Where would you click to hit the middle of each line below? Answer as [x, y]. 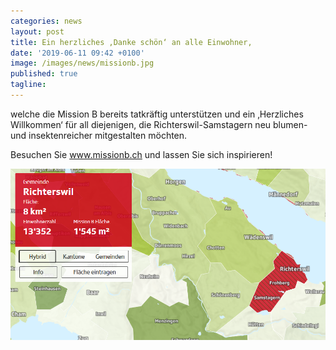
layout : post [37, 31]
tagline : [28, 85]
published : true [44, 74]
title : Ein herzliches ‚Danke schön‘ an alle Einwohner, [131, 42]
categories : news [46, 21]
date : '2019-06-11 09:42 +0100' [77, 53]
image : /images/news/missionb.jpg [82, 63]
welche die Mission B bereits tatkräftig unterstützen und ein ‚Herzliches [157, 114]
